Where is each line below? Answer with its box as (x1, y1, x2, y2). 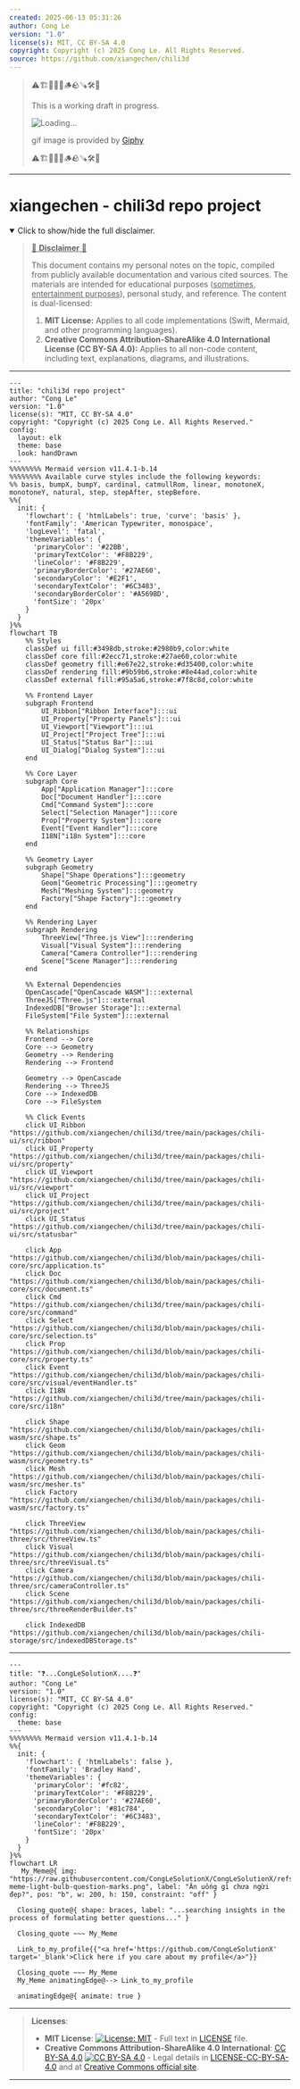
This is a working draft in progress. (30, 100, 160, 111)
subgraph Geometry (25, 862, 94, 871)
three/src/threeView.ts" (9, 1535, 102, 1544)
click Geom (25, 1441, 66, 1450)
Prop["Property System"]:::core (41, 816, 162, 825)
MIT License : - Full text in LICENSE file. (44, 2033, 248, 2043)
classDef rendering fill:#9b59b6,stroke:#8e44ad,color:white (25, 667, 257, 677)
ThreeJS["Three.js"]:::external (25, 995, 146, 1004)
